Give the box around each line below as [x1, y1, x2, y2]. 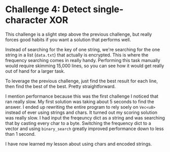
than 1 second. [5, 131, 36, 137]
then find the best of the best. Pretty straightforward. [5, 83, 116, 89]
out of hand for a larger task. [5, 68, 65, 74]
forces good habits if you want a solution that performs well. [5, 37, 131, 43]
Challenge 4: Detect [5, 4, 91, 15]
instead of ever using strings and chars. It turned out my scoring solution [5, 109, 158, 115]
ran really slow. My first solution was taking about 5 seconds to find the [5, 98, 154, 105]
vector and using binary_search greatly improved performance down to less [5, 126, 164, 132]
